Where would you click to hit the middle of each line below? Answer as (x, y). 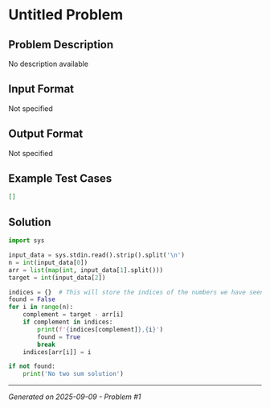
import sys (27, 241)
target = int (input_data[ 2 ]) (57, 278)
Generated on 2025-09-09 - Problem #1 (75, 397)
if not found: (32, 367)
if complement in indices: (68, 322)
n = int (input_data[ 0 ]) (48, 262)
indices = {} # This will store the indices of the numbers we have (127, 292)
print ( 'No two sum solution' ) (74, 374)
